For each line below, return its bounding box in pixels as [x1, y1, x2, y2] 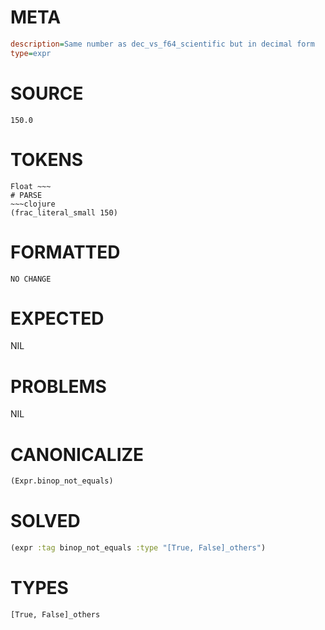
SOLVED [10, 510, 81, 533]
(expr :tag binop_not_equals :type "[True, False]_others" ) [10, 543, 267, 553]
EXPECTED [10, 307, 105, 330]
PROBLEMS [10, 375, 107, 398]
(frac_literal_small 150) [10, 207, 118, 218]
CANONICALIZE [10, 443, 145, 466]
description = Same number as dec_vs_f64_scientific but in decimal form [10, 39, 315, 49]
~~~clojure [10, 199, 56, 209]
